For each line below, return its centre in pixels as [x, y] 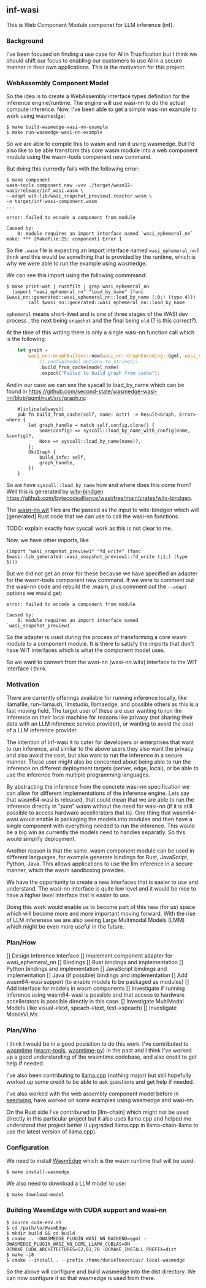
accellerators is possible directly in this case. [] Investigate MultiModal [95, 1002]
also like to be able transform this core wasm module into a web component [102, 150]
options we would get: [34, 593]
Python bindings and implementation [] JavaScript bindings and [87, 969]
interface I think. [27, 669]
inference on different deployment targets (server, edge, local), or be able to [103, 769]
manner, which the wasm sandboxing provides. [66, 870]
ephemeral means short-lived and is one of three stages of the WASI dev [97, 314]
